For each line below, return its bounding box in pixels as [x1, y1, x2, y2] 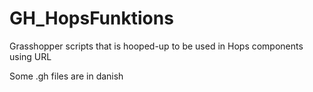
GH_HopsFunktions [9, 7, 174, 30]
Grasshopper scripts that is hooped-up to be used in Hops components [9, 40, 304, 52]
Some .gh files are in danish [9, 70, 124, 82]
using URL [9, 50, 52, 62]
